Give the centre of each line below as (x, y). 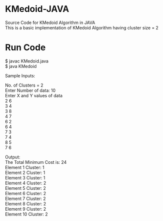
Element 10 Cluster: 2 (26, 214)
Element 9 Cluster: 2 (26, 209)
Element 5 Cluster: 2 (26, 188)
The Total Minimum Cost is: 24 (36, 162)
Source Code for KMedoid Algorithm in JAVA (50, 22)
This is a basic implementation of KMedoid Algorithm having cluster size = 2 (82, 27)
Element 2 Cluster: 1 (25, 173)
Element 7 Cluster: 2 (25, 199)
